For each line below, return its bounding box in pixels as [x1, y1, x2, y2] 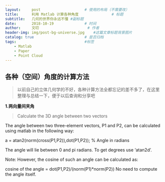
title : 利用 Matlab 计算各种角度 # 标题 [5, 12, 124, 17]
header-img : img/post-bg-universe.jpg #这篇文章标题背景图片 [5, 30, 132, 35]
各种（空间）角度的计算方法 [5, 73, 90, 81]
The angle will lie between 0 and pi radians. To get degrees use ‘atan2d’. [5, 147, 152, 153]
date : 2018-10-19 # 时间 [5, 21, 97, 26]
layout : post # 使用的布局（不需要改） [5, 7, 130, 12]
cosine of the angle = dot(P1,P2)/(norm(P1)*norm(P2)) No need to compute [5, 166, 158, 172]
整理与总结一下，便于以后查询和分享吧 [17, 93, 95, 99]
